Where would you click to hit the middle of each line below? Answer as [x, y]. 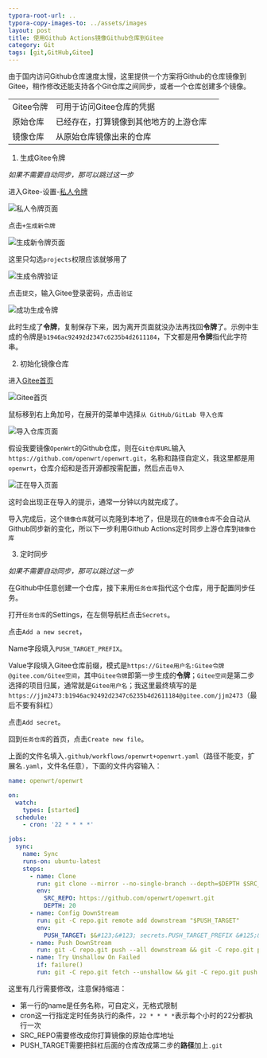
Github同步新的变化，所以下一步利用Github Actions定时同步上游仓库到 [123, 529]
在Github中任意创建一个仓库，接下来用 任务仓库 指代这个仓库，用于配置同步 [128, 588]
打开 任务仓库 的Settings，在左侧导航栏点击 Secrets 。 [91, 615]
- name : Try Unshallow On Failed [85, 958]
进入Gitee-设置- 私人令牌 [48, 191]
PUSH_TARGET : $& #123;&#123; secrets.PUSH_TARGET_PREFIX [138, 935]
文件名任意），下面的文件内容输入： [104, 766]
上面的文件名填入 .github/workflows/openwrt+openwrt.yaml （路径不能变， [128, 756]
